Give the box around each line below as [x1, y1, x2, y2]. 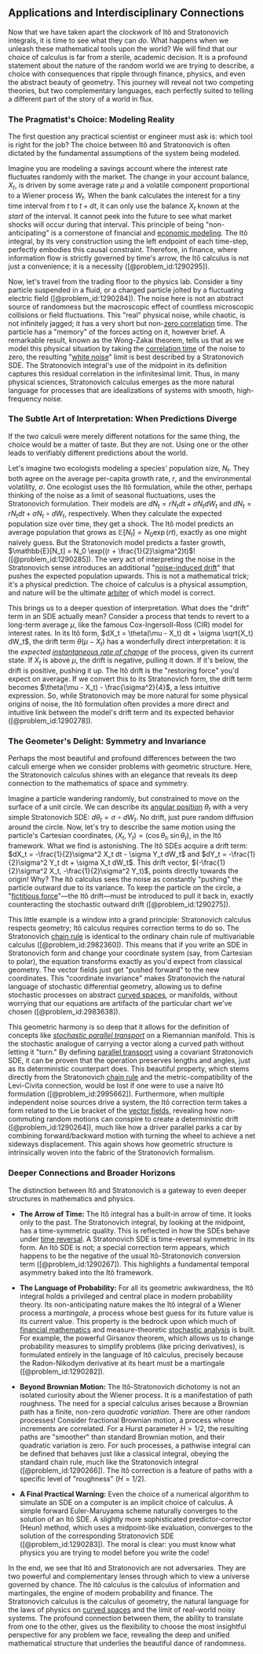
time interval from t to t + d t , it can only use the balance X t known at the [8, 201, 239, 212]
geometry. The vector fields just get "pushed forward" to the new [8, 965, 220, 975]
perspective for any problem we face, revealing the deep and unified [8, 1630, 230, 1639]
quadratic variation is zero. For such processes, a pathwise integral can [19, 1441, 251, 1450]
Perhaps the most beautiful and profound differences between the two [8, 753, 236, 762]
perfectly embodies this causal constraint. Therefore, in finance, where [8, 244, 238, 254]
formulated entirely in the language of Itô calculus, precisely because [19, 1350, 244, 1359]
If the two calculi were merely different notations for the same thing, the [8, 431, 240, 440]
